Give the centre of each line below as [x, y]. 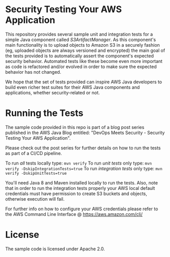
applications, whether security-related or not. [53, 92]
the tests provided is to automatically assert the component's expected [79, 56]
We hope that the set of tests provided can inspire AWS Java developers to [84, 82]
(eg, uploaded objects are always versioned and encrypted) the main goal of [85, 50]
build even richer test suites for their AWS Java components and [73, 87]
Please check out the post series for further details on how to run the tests [83, 148]
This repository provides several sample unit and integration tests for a [79, 34]
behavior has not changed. [33, 72]
